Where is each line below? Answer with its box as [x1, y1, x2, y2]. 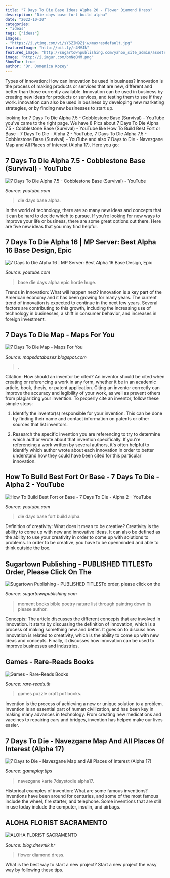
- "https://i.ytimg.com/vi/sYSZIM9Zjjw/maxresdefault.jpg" [5, 41, 133, 46]
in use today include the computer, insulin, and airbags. [5, 803, 120, 810]
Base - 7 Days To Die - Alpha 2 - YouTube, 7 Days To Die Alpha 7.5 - [5, 131, 147, 137]
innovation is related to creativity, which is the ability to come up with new [5, 632, 159, 638]
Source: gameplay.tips [5, 768, 52, 774]
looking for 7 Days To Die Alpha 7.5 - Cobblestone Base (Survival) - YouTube [5, 115, 164, 121]
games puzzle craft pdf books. [17, 691, 82, 696]
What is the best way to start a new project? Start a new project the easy [5, 861, 157, 867]
